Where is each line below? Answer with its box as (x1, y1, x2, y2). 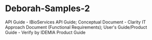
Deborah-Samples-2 (5, 3, 90, 14)
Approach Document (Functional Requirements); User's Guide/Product (5, 24, 148, 30)
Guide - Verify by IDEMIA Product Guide (5, 29, 86, 35)
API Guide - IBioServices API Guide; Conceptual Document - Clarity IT (5, 19, 146, 25)
